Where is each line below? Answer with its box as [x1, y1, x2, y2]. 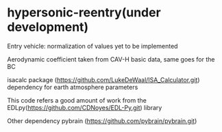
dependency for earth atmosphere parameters [7, 83, 138, 91]
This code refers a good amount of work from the [7, 96, 147, 104]
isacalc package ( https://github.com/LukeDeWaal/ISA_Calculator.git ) [7, 75, 200, 83]
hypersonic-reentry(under [7, 5, 161, 21]
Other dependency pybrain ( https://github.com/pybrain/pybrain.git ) [7, 116, 197, 124]
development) [7, 19, 89, 35]
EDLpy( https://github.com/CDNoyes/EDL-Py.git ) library [7, 103, 162, 111]
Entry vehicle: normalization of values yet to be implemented [7, 42, 178, 50]
